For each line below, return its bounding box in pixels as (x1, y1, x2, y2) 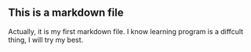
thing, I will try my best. (8, 35, 84, 44)
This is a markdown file (8, 6, 124, 19)
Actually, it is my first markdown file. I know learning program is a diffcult (8, 26, 244, 36)
